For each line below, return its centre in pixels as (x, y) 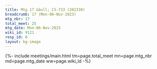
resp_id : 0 (16, 37)
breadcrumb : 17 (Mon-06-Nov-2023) (41, 14)
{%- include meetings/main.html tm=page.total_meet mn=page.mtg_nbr (78, 56)
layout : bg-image (23, 42)
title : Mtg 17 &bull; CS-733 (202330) (45, 10)
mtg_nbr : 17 (17, 19)
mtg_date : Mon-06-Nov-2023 (33, 28)
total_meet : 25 (21, 23)
